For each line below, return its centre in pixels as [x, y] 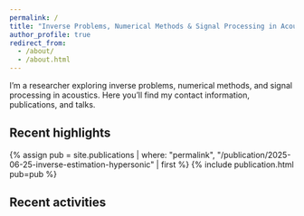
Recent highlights [60, 133]
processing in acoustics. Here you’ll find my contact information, [130, 95]
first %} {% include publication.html [228, 164]
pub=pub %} [33, 174]
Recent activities [58, 203]
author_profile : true [50, 34]
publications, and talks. [52, 104]
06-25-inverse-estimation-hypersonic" [82, 164]
